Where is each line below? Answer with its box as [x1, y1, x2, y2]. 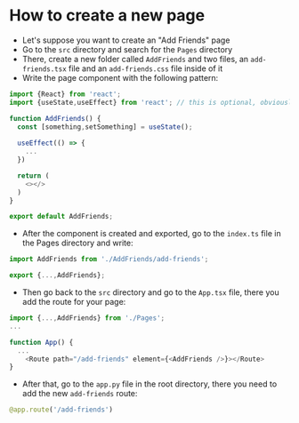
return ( [17, 171, 50, 180]
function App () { [9, 338, 74, 347]
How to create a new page [9, 5, 206, 26]
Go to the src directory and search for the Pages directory [21, 44, 233, 54]
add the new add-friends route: [21, 388, 138, 399]
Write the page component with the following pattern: [21, 72, 219, 83]
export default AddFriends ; [9, 212, 114, 221]
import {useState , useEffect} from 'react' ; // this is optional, [9, 98, 256, 107]
